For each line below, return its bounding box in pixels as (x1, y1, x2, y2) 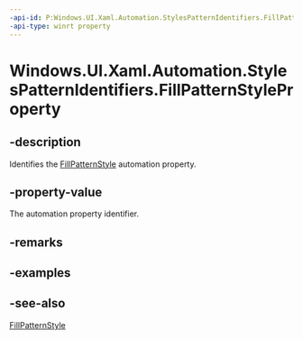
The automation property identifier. (9, 208, 140, 219)
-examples (9, 265, 71, 280)
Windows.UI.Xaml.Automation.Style (9, 60, 288, 81)
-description (9, 134, 81, 150)
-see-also (9, 296, 66, 311)
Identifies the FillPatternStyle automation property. (9, 159, 197, 169)
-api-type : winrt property (9, 22, 111, 31)
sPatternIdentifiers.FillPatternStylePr (9, 79, 294, 100)
